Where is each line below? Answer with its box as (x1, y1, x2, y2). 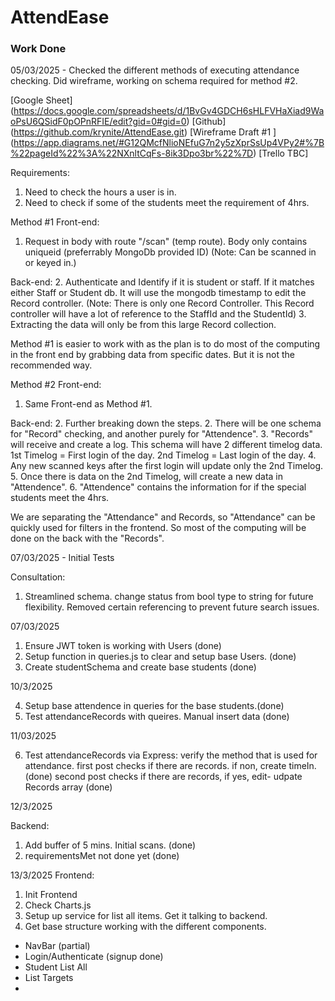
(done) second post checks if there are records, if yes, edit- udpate (24, 771, 303, 783)
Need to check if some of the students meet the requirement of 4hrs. (24, 197, 310, 209)
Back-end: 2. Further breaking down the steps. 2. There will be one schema (10, 417, 322, 430)
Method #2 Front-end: (10, 379, 102, 391)
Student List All (24, 961, 88, 973)
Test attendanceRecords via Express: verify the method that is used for (24, 749, 318, 761)
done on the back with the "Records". (10, 532, 165, 545)
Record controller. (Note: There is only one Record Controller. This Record (10, 297, 315, 310)
